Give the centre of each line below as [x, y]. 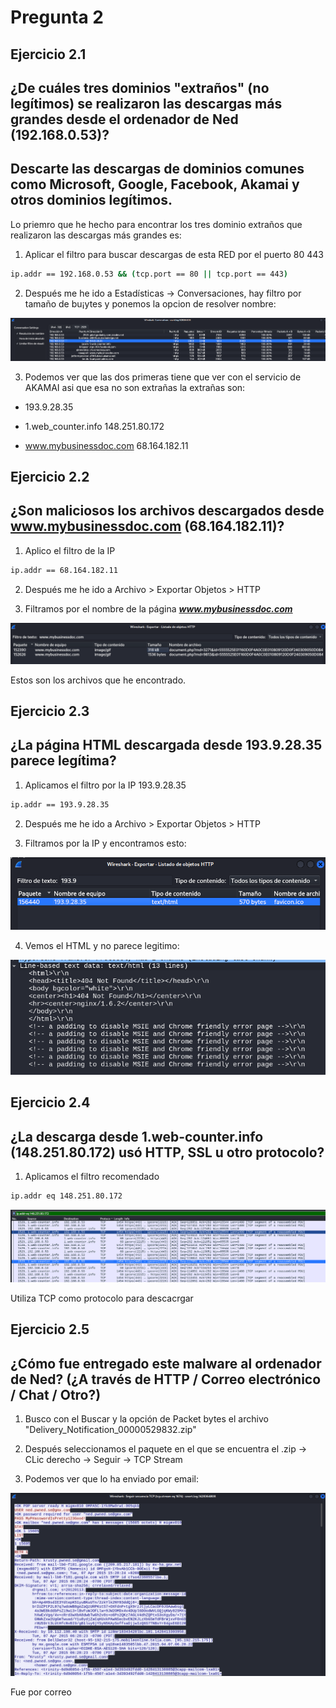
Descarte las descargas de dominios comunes [157, 169]
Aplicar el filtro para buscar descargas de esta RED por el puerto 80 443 [174, 254]
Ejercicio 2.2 [50, 477]
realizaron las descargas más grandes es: [96, 235]
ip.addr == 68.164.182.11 [64, 570]
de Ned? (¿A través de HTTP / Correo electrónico [166, 1379]
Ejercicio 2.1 [48, 54]
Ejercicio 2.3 [50, 711]
